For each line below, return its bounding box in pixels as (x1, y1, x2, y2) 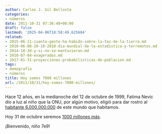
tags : (5, 62, 16, 67)
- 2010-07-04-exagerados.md (5, 53, 63, 58)
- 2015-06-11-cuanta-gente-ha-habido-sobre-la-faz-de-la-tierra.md (5, 39, 147, 44)
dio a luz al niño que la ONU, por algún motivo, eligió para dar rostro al (5, 99, 148, 105)
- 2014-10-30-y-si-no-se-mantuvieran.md (5, 48, 90, 53)
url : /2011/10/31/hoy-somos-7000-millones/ (5, 80, 96, 85)
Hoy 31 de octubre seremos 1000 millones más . (5, 113, 101, 119)
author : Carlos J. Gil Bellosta (5, 7, 71, 12)
